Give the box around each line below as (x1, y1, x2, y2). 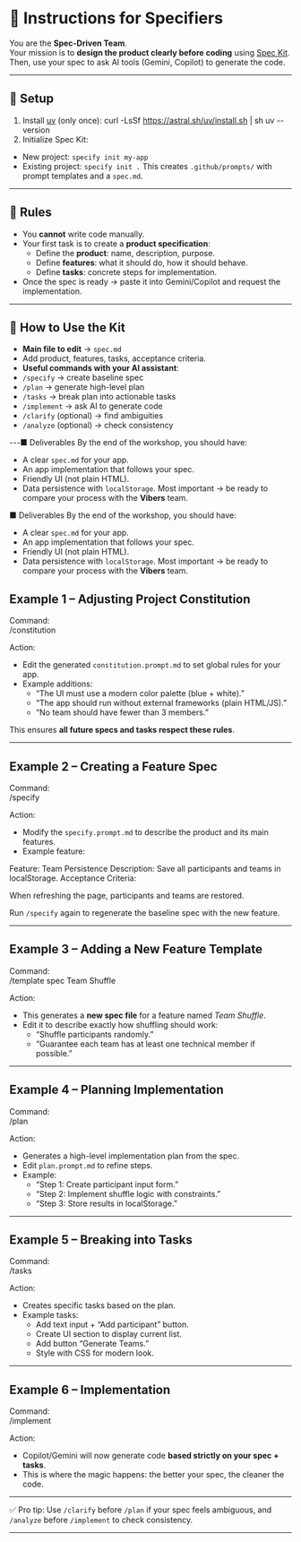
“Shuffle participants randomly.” (35, 1029, 154, 1039)
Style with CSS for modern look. (35, 1348, 154, 1358)
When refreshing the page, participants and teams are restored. (9, 891, 245, 900)
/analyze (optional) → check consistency (21, 420, 174, 431)
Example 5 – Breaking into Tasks (9, 1232, 193, 1248)
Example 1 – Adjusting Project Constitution (9, 591, 251, 607)
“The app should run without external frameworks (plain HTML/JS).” (35, 698, 288, 709)
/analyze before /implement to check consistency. (9, 1514, 193, 1526)
